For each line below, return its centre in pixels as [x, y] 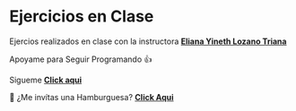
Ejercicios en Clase [82, 17]
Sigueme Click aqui [46, 80]
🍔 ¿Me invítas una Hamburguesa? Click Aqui [91, 97]
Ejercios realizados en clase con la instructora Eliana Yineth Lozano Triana [148, 41]
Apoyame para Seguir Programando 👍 [81, 59]
